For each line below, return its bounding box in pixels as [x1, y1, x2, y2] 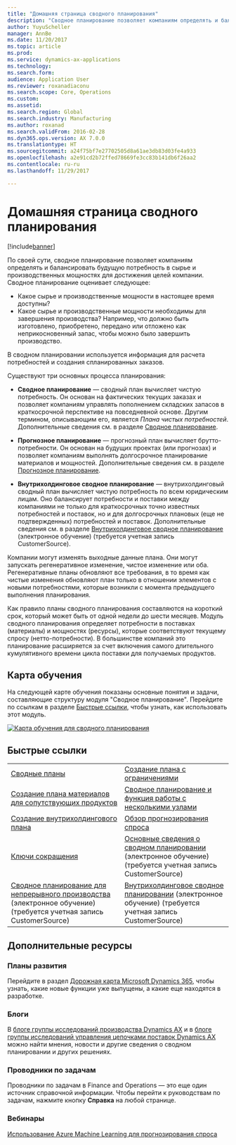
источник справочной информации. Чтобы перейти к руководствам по [7, 1089, 221, 1097]
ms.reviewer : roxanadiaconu [7, 82, 90, 89]
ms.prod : [7, 50, 33, 57]
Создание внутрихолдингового [11, 814, 117, 823]
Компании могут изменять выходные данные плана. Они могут [7, 553, 198, 562]
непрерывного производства [11, 890, 111, 899]
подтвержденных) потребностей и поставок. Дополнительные [17, 517, 206, 525]
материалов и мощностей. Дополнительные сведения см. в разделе [17, 458, 225, 467]
